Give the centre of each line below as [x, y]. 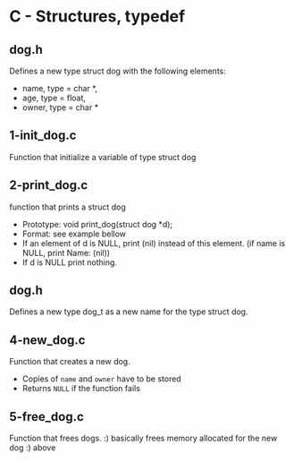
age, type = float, [54, 98]
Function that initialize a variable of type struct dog [103, 157]
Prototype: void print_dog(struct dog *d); [97, 224]
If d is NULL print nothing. [70, 262]
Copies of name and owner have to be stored [101, 379]
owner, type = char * [60, 107]
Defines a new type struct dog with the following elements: [118, 71]
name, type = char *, [60, 88]
